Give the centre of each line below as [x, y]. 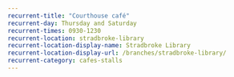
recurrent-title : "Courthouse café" [69, 16]
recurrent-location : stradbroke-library [76, 38]
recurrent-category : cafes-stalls [65, 61]
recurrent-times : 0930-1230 [54, 30]
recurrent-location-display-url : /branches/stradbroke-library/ [117, 53]
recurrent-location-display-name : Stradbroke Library [99, 46]
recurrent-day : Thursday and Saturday [72, 23]
